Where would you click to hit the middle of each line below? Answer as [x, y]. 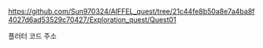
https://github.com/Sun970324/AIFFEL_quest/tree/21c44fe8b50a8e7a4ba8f [131, 11]
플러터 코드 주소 [33, 36]
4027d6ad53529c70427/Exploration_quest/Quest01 [93, 20]
